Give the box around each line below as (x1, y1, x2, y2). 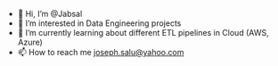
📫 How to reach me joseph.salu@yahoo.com (17, 47, 184, 57)
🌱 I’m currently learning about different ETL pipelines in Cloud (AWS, (17, 28, 269, 37)
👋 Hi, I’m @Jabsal (17, 9, 83, 19)
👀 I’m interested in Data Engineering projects (17, 18, 182, 29)
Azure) (17, 37, 43, 47)
